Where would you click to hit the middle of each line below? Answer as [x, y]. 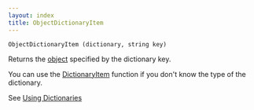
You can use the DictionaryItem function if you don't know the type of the [127, 74]
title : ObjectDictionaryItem [56, 23]
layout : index [31, 15]
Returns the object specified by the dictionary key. [90, 59]
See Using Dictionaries [45, 97]
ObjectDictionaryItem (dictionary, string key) [88, 44]
